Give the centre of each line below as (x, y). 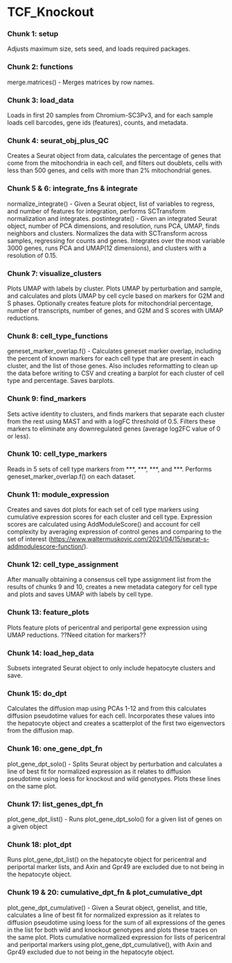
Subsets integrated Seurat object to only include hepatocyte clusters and (111, 668)
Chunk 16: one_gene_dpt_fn (55, 749)
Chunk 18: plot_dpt (39, 844)
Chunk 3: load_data (41, 100)
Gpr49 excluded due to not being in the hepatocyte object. (91, 952)
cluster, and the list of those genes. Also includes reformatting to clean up (113, 366)
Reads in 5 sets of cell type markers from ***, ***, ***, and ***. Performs (110, 469)
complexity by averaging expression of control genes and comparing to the (114, 532)
